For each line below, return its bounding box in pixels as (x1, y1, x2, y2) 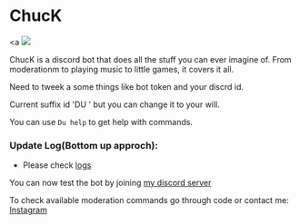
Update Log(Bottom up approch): (9, 139, 159, 151)
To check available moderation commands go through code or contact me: (9, 195, 289, 206)
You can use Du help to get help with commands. (9, 116, 194, 127)
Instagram (9, 205, 47, 216)
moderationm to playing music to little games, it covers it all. (9, 63, 235, 74)
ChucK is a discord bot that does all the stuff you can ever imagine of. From (9, 54, 293, 64)
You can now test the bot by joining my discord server (9, 178, 212, 189)
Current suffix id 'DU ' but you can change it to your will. (9, 99, 220, 110)
